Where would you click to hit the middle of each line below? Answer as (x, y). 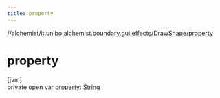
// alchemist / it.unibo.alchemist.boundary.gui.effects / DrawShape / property (110, 33)
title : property (30, 13)
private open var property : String (54, 87)
